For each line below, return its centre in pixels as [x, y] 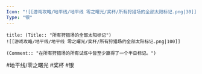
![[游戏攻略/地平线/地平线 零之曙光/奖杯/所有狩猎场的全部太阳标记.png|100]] [93, 42]
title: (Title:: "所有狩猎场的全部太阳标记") [59, 35]
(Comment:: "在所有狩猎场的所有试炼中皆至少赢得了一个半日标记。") [81, 53]
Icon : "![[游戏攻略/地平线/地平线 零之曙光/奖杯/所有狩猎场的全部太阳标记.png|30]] [102, 12]
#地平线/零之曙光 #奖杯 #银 [40, 65]
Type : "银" [20, 17]
